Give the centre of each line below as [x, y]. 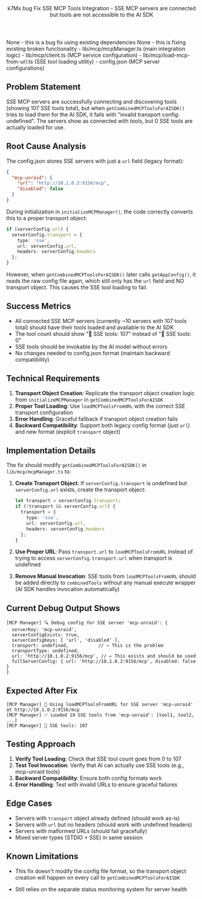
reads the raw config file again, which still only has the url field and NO [95, 281]
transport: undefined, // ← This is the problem [88, 646]
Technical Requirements [53, 378]
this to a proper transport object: [47, 218]
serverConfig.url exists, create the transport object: [80, 490]
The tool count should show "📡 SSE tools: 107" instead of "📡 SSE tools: [103, 333]
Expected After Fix [42, 691]
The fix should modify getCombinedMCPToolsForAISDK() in [77, 465]
